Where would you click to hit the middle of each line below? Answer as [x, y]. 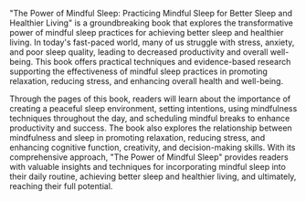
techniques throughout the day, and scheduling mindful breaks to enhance [150, 118]
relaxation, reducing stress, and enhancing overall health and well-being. [147, 81]
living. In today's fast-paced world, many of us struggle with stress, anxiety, [152, 42]
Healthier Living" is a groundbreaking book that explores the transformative [152, 23]
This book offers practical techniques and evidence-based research [163, 62]
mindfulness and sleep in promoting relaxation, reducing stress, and [137, 138]
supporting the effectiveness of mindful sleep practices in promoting [138, 71]
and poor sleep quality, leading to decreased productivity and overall [139, 52]
